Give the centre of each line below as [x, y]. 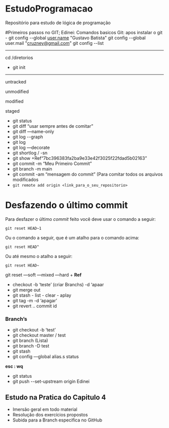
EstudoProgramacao [49, 9]
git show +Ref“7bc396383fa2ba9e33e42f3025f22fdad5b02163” [80, 158]
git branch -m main [32, 168]
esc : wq [14, 366]
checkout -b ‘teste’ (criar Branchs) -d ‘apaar [58, 284]
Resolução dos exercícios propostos [50, 414]
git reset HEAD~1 [23, 228]
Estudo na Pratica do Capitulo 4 [56, 397]
